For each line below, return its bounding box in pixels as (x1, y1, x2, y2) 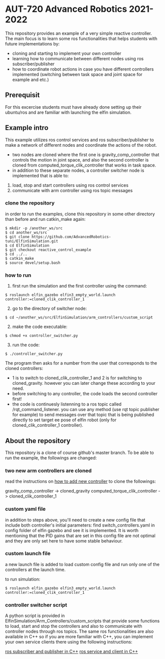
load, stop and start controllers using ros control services (12, 182, 129, 188)
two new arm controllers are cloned (5, 467, 92, 474)
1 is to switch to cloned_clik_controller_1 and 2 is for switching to (12, 375, 142, 381)
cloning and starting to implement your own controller (12, 50, 122, 56)
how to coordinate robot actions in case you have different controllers (12, 66, 154, 72)
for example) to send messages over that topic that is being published (12, 412, 154, 418)
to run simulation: (5, 576, 40, 582)
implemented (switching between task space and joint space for (12, 71, 143, 77)
